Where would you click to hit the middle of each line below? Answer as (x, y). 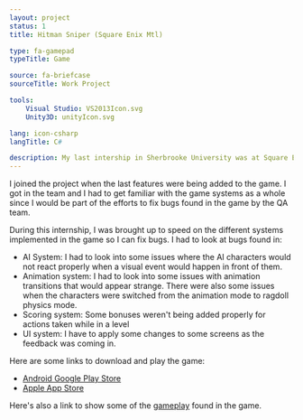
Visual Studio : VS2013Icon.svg (84, 108)
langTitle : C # (36, 142)
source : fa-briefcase (50, 76)
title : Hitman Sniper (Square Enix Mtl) (87, 34)
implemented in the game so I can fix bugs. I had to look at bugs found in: (146, 239)
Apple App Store (53, 388)
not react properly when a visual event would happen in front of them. (152, 266)
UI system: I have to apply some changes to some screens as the (143, 334)
